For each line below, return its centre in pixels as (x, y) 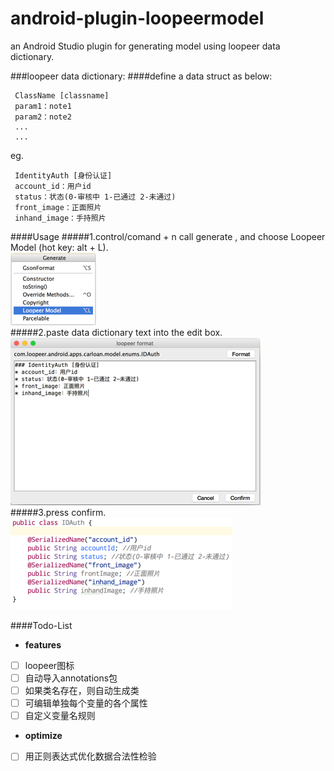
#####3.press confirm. (58, 512)
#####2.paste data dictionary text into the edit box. (116, 332)
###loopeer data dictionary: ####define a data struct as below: (141, 76)
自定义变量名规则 (60, 716)
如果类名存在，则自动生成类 (82, 691)
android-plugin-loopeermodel (137, 18)
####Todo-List (41, 625)
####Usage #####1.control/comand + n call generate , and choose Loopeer (168, 236)
